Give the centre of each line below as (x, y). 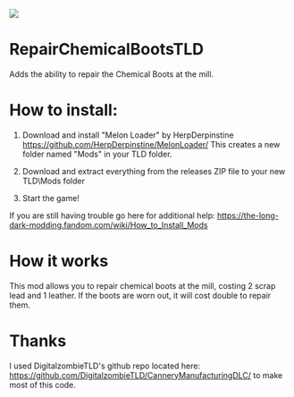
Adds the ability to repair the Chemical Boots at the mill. (112, 74)
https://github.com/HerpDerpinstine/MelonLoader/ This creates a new (151, 144)
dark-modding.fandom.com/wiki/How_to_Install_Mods (109, 224)
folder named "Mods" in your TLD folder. (97, 154)
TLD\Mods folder (53, 181)
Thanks (38, 341)
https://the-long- (248, 215)
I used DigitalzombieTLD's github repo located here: (105, 366)
